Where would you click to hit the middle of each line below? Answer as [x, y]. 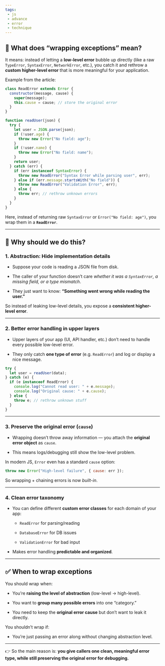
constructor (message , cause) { [41, 93]
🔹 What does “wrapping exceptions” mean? [74, 48]
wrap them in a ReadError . [31, 222]
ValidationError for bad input [50, 542]
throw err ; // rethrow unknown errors [58, 194]
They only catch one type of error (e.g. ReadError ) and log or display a [84, 354]
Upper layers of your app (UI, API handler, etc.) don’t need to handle [81, 339]
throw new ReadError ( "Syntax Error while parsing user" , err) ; [84, 175]
